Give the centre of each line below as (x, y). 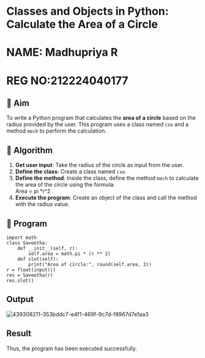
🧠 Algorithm (30, 150)
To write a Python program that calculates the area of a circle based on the (101, 118)
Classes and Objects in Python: (88, 11)
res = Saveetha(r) (30, 275)
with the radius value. (42, 204)
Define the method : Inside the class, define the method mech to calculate (107, 178)
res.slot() (20, 281)
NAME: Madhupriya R (62, 53)
